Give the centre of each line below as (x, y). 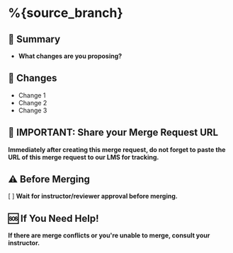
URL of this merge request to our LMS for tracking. (84, 157)
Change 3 (33, 110)
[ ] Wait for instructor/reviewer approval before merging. (93, 196)
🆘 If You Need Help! (53, 218)
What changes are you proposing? (70, 56)
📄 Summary (34, 39)
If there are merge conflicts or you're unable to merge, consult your (109, 235)
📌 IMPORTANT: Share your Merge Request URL (113, 133)
